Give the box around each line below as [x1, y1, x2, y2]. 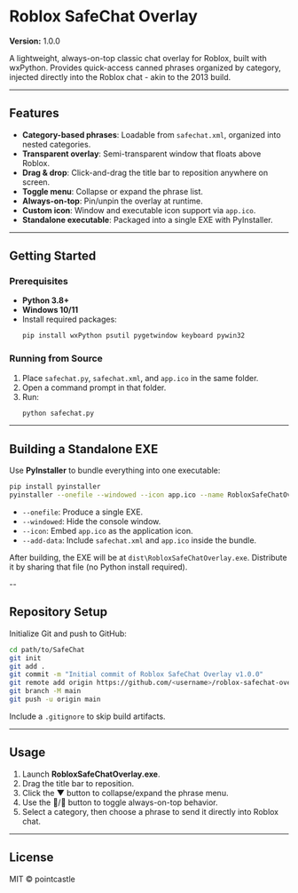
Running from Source [9, 353, 104, 365]
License [9, 850, 54, 865]
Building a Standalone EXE [9, 442, 159, 457]
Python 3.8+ [21, 295, 69, 306]
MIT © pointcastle [9, 873, 75, 884]
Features [9, 106, 59, 121]
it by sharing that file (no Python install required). [9, 562, 188, 572]
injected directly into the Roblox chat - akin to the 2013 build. [9, 71, 231, 82]
